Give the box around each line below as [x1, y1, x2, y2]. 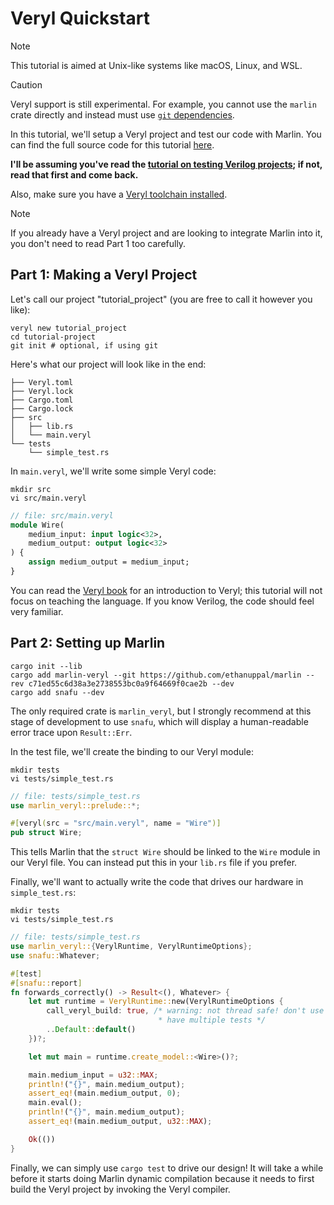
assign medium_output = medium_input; [28, 557, 190, 567]
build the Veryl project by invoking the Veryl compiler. [10, 1183, 231, 1195]
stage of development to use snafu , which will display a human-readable [10, 715, 309, 727]
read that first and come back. [10, 168, 139, 181]
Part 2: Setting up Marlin [10, 635, 166, 652]
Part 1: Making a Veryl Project [10, 267, 198, 284]
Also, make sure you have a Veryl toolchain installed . [10, 188, 228, 200]
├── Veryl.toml [10, 377, 74, 387]
